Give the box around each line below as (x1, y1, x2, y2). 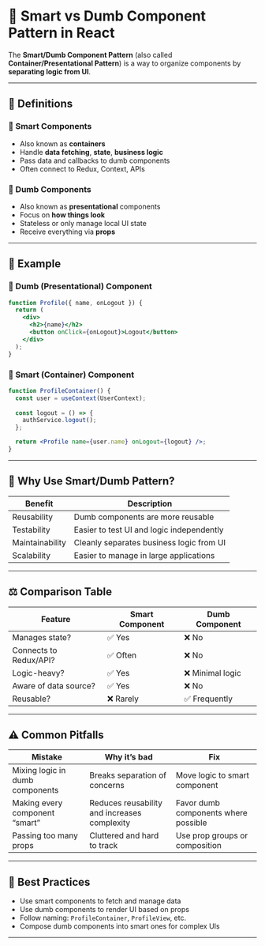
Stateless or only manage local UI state (19, 218, 147, 228)
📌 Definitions (8, 97, 73, 111)
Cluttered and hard (89, 830, 159, 841)
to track (89, 840, 118, 851)
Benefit (24, 498, 54, 509)
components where (175, 808, 248, 819)
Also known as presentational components (19, 202, 161, 211)
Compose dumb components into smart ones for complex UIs (19, 922, 220, 931)
